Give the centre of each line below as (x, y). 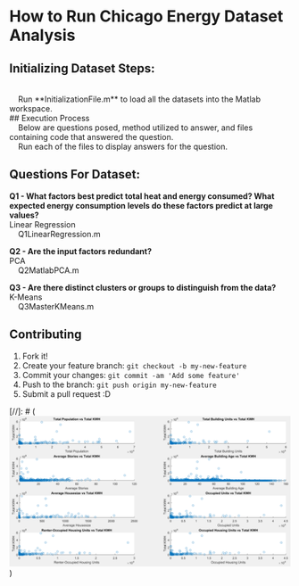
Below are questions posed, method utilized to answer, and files (135, 128)
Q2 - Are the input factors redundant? (81, 251)
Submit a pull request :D (66, 393)
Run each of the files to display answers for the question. (122, 146)
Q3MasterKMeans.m (56, 306)
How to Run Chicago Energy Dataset (146, 17)
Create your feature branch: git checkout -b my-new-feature (134, 365)
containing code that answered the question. (91, 137)
